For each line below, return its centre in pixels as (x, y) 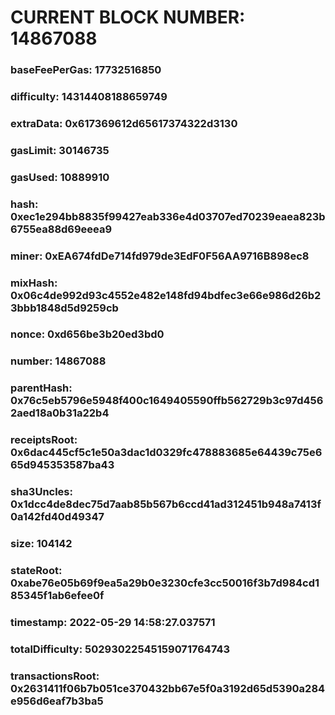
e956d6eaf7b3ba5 (57, 701)
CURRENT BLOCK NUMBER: (128, 17)
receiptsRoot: (44, 440)
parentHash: (41, 388)
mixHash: (34, 283)
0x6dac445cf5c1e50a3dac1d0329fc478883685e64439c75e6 (166, 453)
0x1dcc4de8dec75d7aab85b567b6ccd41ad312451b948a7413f (166, 504)
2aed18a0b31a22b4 (60, 413)
